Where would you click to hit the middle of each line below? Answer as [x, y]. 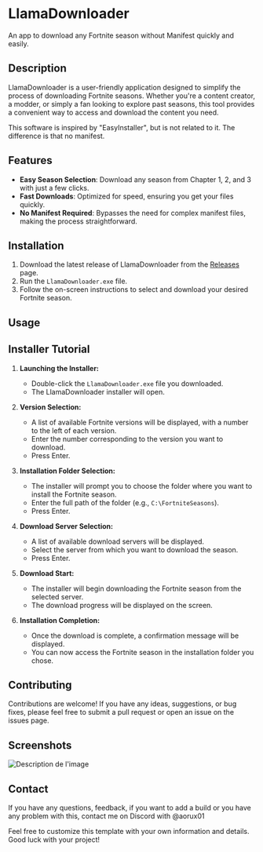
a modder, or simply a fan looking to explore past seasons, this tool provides [131, 104]
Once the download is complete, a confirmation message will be [135, 635]
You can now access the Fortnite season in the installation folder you [142, 652]
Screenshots [40, 745]
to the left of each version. [74, 430]
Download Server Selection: [66, 526]
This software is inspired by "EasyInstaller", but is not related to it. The [122, 127]
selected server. [57, 596]
